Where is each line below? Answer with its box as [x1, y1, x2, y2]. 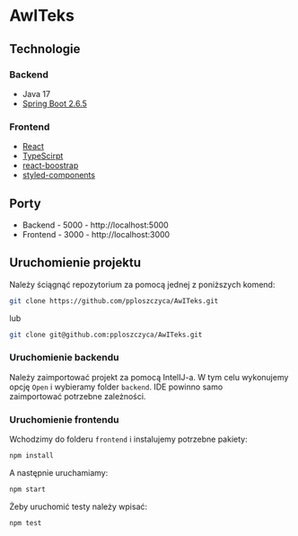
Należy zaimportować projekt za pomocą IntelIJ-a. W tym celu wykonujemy [9, 371, 289, 382]
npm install [9, 451, 54, 460]
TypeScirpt [22, 150, 64, 162]
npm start [9, 485, 47, 495]
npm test [9, 518, 42, 527]
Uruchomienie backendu [9, 352, 119, 364]
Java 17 [22, 88, 51, 99]
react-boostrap [22, 160, 79, 171]
